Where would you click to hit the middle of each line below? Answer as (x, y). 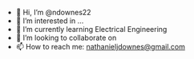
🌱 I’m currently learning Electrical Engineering (91, 29)
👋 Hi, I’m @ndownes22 (53, 12)
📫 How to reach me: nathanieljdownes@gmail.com (101, 47)
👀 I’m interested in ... (50, 21)
